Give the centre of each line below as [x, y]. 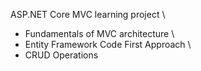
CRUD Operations [61, 55]
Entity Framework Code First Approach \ [108, 44]
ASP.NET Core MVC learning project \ [88, 14]
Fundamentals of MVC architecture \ [99, 33]
